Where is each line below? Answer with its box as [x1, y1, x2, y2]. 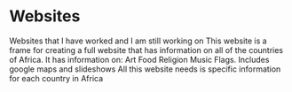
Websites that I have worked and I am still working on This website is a [9, 35, 268, 46]
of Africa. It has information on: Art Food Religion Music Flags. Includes [9, 54, 270, 65]
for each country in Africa [9, 73, 104, 83]
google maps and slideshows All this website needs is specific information [9, 64, 281, 74]
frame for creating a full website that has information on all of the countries [9, 44, 284, 55]
